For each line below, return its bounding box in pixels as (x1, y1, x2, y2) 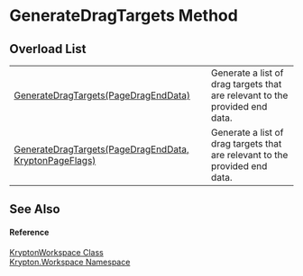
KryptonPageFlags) (14, 155, 96, 166)
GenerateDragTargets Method (9, 5, 239, 26)
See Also (9, 201, 60, 217)
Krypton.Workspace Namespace (9, 256, 131, 267)
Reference (9, 227, 50, 237)
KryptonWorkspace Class (9, 246, 104, 257)
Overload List (9, 41, 87, 57)
